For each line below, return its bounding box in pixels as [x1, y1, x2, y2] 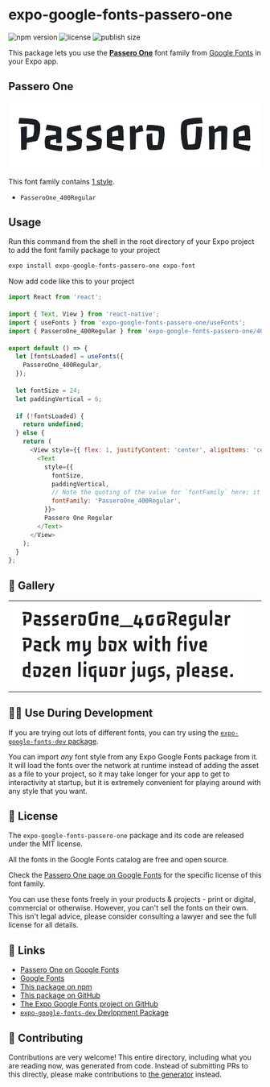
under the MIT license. [8, 839, 83, 849]
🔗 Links [8, 944, 46, 957]
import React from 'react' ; [8, 293, 103, 301]
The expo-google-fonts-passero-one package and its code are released [8, 831, 244, 841]
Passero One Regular [43, 514, 113, 523]
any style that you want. [8, 786, 88, 796]
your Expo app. [8, 56, 59, 66]
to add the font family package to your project [8, 246, 161, 255]
